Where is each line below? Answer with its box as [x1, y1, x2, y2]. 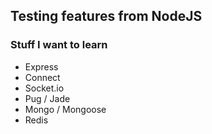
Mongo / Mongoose [24, 103, 107, 115]
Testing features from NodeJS [10, 8, 203, 25]
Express [24, 60, 59, 73]
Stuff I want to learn [10, 38, 108, 52]
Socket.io [24, 82, 65, 94]
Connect [24, 71, 61, 83]
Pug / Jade [24, 92, 71, 104]
